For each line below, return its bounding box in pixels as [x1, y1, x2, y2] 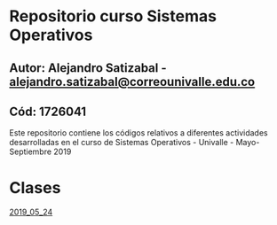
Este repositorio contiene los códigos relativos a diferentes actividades [9, 128, 268, 138]
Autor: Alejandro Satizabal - [9, 60, 167, 75]
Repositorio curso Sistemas [9, 6, 218, 27]
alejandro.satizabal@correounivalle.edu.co [9, 74, 256, 89]
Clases [9, 177, 61, 198]
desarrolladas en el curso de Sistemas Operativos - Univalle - [9, 137, 234, 148]
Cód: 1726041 [9, 104, 87, 119]
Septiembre [9, 146, 51, 157]
